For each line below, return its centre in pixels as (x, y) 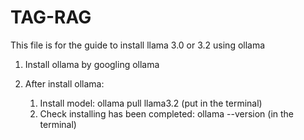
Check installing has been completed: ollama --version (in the (167, 113)
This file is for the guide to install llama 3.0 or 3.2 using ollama (138, 45)
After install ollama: (64, 83)
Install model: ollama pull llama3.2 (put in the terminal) (151, 103)
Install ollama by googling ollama (92, 64)
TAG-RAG (51, 17)
